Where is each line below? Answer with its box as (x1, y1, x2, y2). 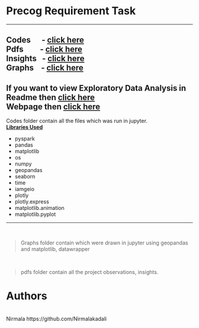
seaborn (14, 173, 36, 180)
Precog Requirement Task (6, 4, 136, 18)
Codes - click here (6, 35, 84, 45)
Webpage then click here (6, 101, 101, 112)
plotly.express (14, 198, 49, 205)
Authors (6, 289, 47, 303)
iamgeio (14, 186, 34, 193)
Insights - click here (6, 53, 85, 63)
